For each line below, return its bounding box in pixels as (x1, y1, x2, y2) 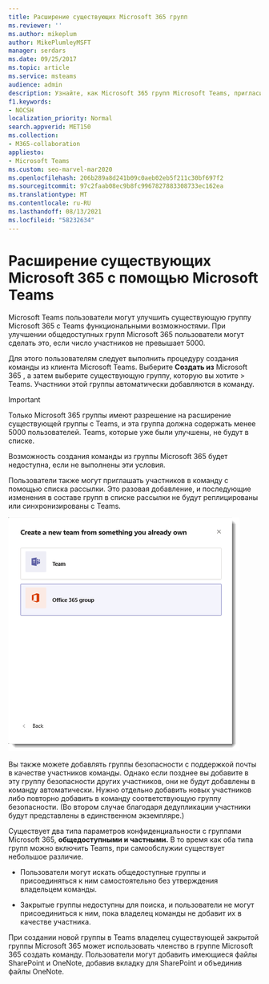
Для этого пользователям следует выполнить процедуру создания (8, 353, 239, 363)
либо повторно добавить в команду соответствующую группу (8, 793, 222, 803)
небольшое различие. (8, 852, 84, 861)
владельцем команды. (19, 884, 98, 894)
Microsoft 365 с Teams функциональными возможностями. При (8, 321, 226, 331)
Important (8, 394, 41, 405)
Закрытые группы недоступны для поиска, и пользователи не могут (19, 900, 255, 909)
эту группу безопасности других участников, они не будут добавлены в (8, 776, 256, 786)
